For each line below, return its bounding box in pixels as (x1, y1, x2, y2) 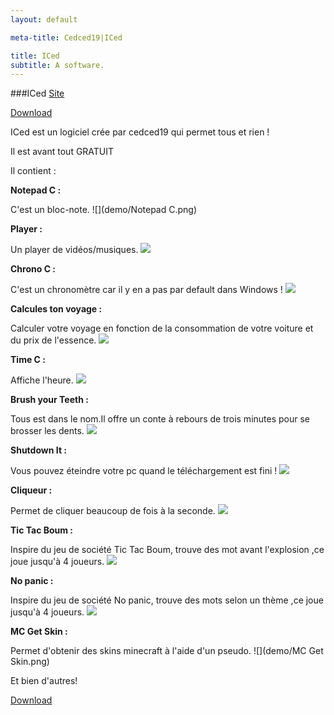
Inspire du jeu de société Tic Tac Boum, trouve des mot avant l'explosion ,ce (10, 544, 325, 556)
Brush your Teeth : (10, 394, 89, 406)
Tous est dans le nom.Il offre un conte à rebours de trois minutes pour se (10, 413, 311, 425)
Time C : (10, 354, 46, 366)
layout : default (10, 14, 78, 25)
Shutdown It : (10, 444, 67, 456)
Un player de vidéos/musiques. (10, 244, 139, 256)
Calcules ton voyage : (10, 303, 103, 315)
